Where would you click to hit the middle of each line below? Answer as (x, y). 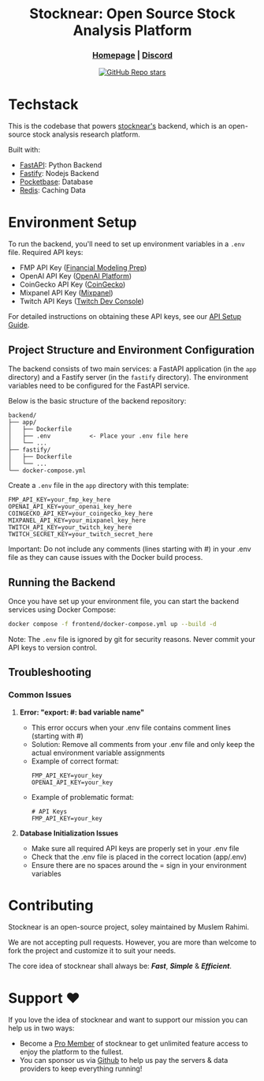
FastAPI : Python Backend (61, 165)
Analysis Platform (132, 30)
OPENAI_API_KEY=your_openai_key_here (70, 507)
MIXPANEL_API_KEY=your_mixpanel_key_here (77, 521)
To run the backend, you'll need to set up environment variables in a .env (127, 244)
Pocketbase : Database (56, 182)
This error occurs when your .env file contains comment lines (131, 727)
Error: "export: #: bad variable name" (82, 712)
